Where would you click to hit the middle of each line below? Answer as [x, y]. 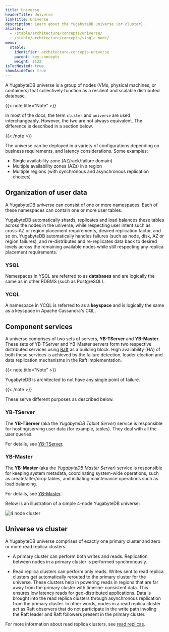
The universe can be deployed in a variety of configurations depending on [82, 146]
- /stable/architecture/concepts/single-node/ [60, 38]
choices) [22, 177]
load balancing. [21, 484]
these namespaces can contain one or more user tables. [64, 210]
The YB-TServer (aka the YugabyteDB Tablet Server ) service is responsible [84, 423]
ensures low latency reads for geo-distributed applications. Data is [82, 593]
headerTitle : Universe [29, 15]
